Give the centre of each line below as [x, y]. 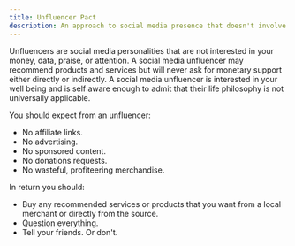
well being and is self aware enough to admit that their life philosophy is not [147, 88]
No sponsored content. [64, 150]
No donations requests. [64, 160]
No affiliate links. [53, 132]
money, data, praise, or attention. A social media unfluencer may [127, 60]
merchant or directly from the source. [90, 213]
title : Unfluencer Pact [53, 17]
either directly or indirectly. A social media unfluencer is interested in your [144, 79]
